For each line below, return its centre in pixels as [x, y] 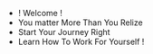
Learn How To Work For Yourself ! [81, 41]
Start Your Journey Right [64, 32]
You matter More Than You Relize [80, 22]
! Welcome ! [40, 13]
